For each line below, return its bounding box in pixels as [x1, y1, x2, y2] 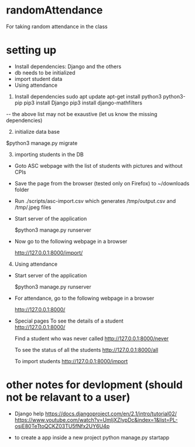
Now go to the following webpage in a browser [14, 238, 128, 245]
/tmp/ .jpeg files [14, 204, 52, 211]
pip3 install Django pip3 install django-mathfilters [23, 99, 142, 106]
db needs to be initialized [14, 69, 76, 76]
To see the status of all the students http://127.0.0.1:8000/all [14, 346, 159, 353]
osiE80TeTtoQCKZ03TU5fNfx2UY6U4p [14, 422, 110, 429]
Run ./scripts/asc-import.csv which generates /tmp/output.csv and [14, 197, 176, 204]
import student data [14, 75, 63, 82]
